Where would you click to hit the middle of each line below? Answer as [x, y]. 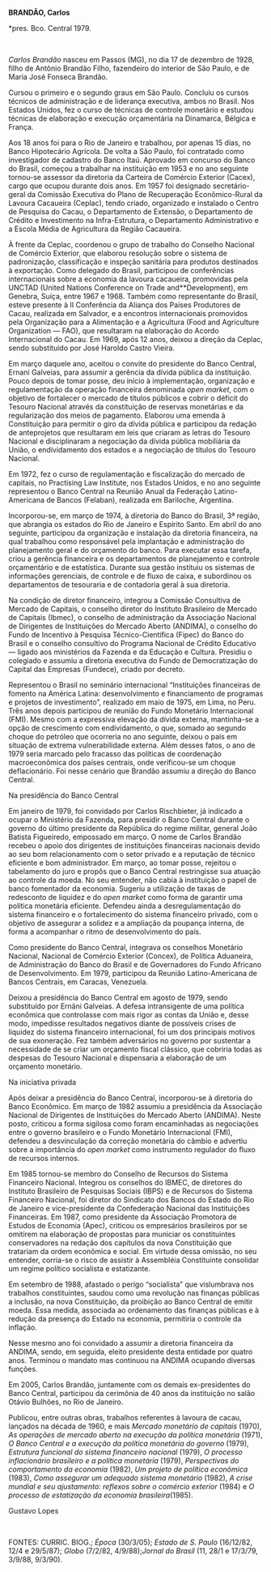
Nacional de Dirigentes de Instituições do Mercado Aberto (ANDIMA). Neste [135, 1115]
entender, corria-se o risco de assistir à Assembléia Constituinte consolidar [134, 1260]
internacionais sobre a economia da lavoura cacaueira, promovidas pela [128, 279]
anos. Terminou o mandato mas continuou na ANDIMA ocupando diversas [132, 1360]
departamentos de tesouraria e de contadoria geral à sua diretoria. [119, 585]
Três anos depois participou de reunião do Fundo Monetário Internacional [131, 711]
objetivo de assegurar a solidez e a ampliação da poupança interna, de [127, 923]
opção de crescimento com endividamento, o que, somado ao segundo [127, 728]
